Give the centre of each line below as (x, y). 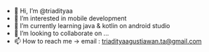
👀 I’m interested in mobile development (70, 18)
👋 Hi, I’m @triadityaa (43, 11)
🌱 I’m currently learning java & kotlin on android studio (92, 26)
